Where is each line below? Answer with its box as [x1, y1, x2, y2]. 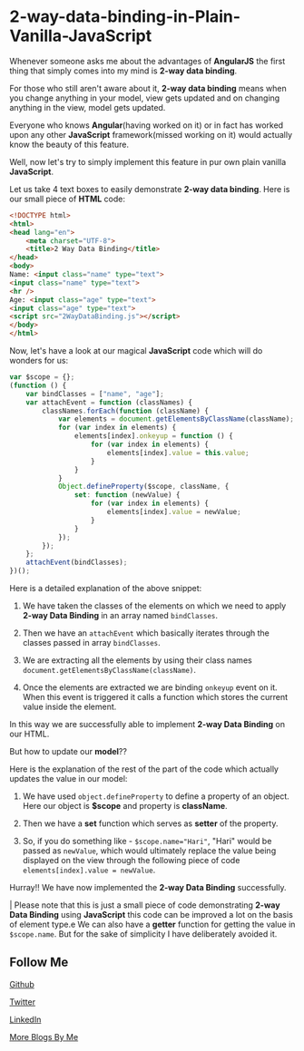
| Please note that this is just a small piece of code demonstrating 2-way [9, 900, 280, 910]
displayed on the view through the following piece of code [22, 855, 240, 866]
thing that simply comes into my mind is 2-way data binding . [9, 65, 238, 76]
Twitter [9, 996, 36, 1007]
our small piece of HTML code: [9, 193, 125, 204]
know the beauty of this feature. [9, 139, 130, 150]
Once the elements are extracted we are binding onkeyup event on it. [22, 682, 279, 693]
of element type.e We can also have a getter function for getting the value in [9, 919, 296, 930]
